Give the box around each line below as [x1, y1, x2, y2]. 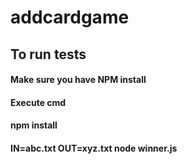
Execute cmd [10, 96, 67, 108]
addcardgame [10, 6, 130, 29]
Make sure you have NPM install [10, 74, 147, 86]
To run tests [10, 46, 87, 63]
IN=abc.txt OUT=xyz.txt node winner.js [10, 142, 178, 154]
